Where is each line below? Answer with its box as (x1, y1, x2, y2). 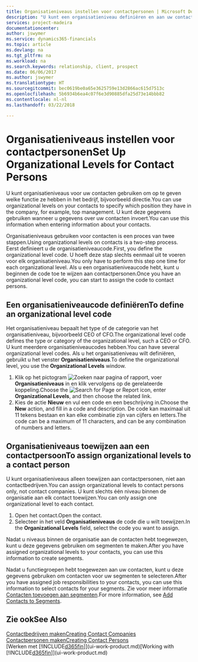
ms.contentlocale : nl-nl (6, 96, 67, 102)
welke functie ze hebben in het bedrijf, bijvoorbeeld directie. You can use (6, 196, 181, 203)
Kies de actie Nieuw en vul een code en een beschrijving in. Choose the (14, 399, 189, 406)
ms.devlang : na (6, 47, 44, 53)
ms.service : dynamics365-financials (6, 36, 96, 42)
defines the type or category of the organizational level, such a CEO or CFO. (6, 337, 191, 344)
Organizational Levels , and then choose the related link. (14, 393, 152, 400)
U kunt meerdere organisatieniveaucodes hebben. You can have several (6, 344, 180, 351)
